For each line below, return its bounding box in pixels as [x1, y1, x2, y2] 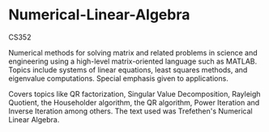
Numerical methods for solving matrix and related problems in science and [8, 47, 258, 57]
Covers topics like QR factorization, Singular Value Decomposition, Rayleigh [8, 89, 261, 98]
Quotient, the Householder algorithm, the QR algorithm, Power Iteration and [8, 97, 260, 107]
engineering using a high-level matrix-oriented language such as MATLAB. [8, 56, 258, 66]
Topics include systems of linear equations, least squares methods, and [8, 64, 248, 74]
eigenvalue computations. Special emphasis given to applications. [8, 73, 228, 83]
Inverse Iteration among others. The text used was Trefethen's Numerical [8, 106, 253, 116]
